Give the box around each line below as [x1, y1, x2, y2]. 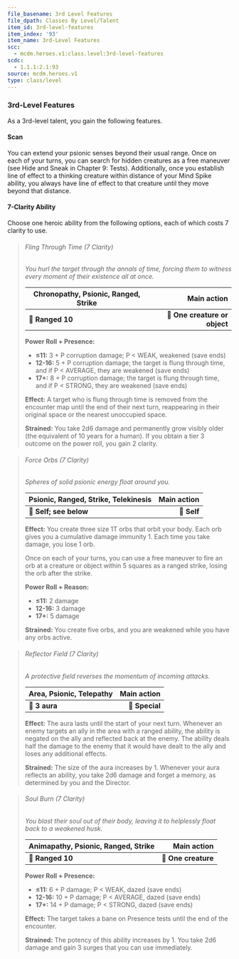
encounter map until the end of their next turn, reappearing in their [24, 403, 221, 411]
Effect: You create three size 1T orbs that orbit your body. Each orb [24, 525, 222, 533]
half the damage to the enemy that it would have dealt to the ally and [24, 742, 226, 750]
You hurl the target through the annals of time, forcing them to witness [24, 265, 232, 273]
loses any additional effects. [24, 749, 108, 758]
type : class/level [7, 76, 62, 84]
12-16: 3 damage [35, 604, 85, 613]
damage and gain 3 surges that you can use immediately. [24, 943, 193, 952]
